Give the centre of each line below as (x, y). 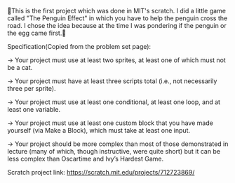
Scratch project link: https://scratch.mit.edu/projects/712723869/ (101, 172)
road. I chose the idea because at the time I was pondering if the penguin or (117, 25)
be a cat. (20, 67)
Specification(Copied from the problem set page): (79, 46)
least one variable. (34, 109)
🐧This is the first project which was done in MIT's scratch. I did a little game (117, 11)
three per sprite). (32, 88)
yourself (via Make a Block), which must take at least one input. (99, 130)
